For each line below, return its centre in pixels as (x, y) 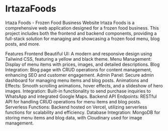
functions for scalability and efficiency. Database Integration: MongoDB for (83, 112)
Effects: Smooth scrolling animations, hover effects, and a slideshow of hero (84, 85)
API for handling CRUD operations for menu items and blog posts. (73, 101)
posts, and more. (23, 44)
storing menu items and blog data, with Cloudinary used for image (74, 117)
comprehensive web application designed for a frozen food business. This (82, 28)
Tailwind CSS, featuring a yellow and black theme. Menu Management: (78, 59)
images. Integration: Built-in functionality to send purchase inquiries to (78, 91)
